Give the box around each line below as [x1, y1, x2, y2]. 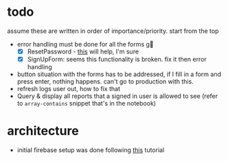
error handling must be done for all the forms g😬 [16, 40, 155, 48]
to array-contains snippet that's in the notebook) [16, 99, 157, 108]
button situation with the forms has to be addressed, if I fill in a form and [16, 70, 222, 79]
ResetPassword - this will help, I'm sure [27, 47, 139, 55]
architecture [7, 123, 79, 139]
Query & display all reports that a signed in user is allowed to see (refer [16, 92, 218, 100]
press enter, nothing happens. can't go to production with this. [16, 77, 194, 86]
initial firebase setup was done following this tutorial [16, 146, 165, 154]
